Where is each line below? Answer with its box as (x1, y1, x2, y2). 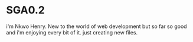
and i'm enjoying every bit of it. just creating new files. (6, 29, 138, 36)
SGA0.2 (6, 3, 45, 17)
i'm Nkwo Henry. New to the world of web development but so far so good (6, 23, 187, 30)
